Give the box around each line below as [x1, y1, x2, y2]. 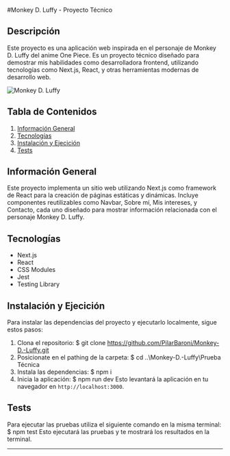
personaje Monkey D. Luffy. [7, 213, 85, 221]
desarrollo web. [7, 73, 51, 81]
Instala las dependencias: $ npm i [16, 368, 112, 376]
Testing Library [16, 280, 60, 288]
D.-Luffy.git [16, 346, 49, 355]
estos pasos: [7, 325, 43, 334]
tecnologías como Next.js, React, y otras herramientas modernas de [7, 65, 199, 74]
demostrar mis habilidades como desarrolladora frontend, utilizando [7, 58, 199, 66]
